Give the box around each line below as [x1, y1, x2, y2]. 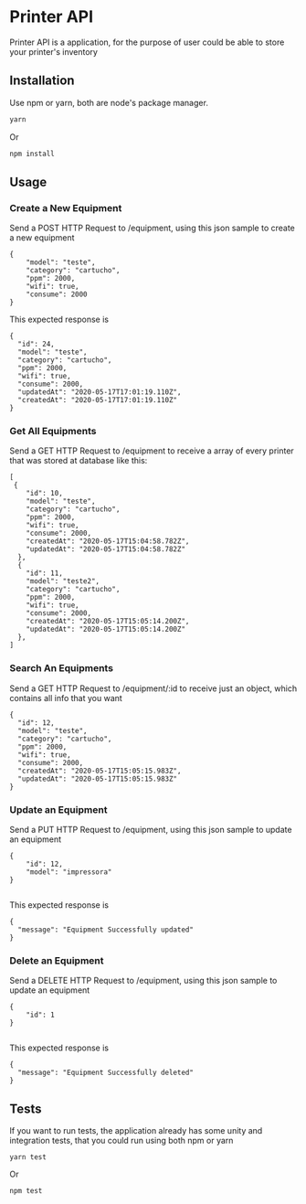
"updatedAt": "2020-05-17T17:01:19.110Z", [17, 388, 182, 397]
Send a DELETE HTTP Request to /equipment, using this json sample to [9, 975, 278, 986]
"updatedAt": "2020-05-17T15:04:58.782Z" [26, 545, 185, 554]
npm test [9, 1187, 43, 1196]
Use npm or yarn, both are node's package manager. [9, 97, 208, 108]
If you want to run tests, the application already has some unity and [9, 1125, 263, 1136]
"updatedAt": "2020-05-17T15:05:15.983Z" [17, 774, 178, 783]
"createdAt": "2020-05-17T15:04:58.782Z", [26, 537, 190, 546]
